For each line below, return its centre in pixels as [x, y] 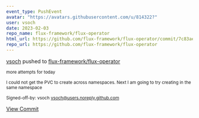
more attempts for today [31, 72]
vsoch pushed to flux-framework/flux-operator [63, 61]
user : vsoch [21, 22]
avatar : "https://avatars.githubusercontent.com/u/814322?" [82, 17]
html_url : [18, 39]
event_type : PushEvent [34, 12]
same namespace [24, 87]
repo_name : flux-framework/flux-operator [58, 34]
